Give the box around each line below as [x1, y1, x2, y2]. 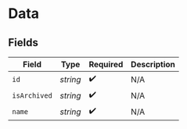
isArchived [12, 91, 52, 100]
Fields [8, 36, 39, 49]
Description [130, 59, 176, 70]
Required [88, 59, 124, 70]
